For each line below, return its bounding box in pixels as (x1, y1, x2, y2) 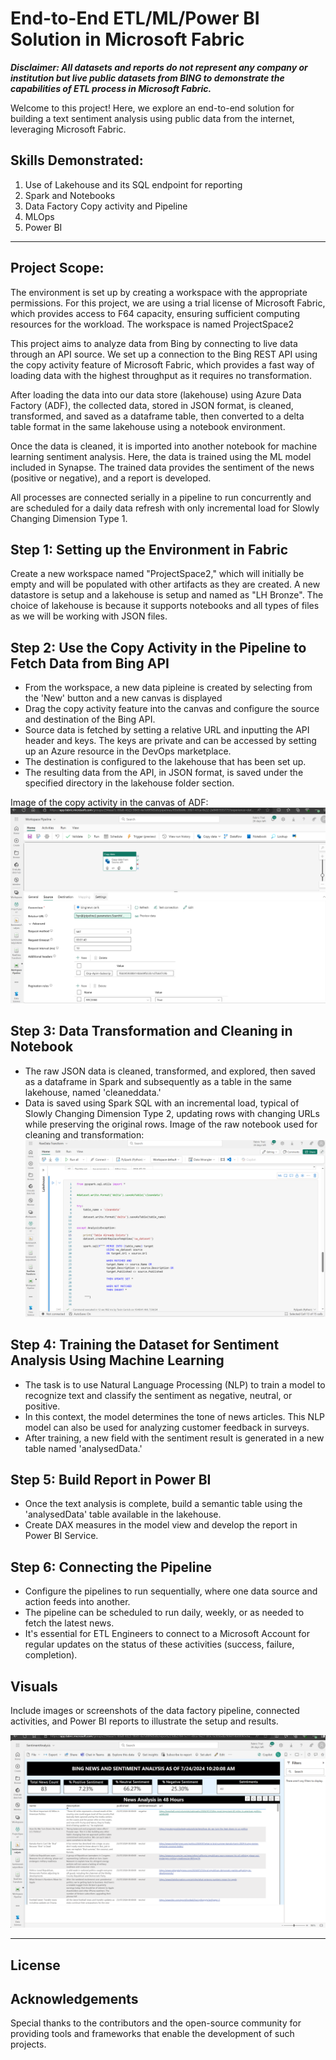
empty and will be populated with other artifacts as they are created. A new (10, 578, 321, 591)
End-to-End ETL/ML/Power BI (10, 7, 260, 30)
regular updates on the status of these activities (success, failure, (24, 1638, 295, 1651)
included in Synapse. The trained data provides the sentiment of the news (10, 461, 315, 473)
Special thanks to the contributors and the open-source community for (10, 2017, 302, 2029)
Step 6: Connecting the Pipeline (10, 1558, 213, 1576)
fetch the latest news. (24, 1617, 115, 1629)
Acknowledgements (10, 1990, 139, 2007)
